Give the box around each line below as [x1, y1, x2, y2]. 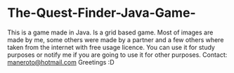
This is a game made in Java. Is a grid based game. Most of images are [7, 28, 214, 36]
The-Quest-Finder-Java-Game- [7, 5, 196, 21]
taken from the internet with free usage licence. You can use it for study [7, 43, 216, 51]
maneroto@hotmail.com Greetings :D [7, 58, 115, 66]
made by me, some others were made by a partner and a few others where [7, 35, 224, 44]
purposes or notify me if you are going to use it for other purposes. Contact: [7, 51, 228, 59]
